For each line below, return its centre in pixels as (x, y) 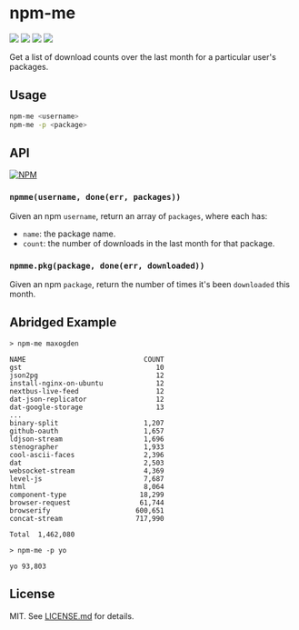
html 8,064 (87, 486)
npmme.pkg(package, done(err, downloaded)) (107, 265)
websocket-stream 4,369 (87, 471)
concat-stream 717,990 (87, 518)
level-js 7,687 (87, 479)
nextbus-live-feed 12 (87, 391)
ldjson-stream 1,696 (87, 439)
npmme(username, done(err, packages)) (95, 197)
